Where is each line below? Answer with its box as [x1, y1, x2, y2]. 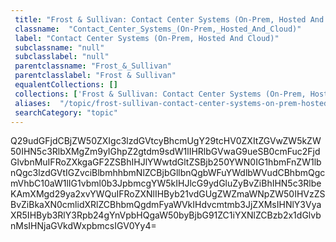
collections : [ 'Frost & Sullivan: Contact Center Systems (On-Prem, [14, 89, 307, 99]
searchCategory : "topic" [14, 107, 118, 118]
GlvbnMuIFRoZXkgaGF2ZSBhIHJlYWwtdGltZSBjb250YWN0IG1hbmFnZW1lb [10, 156, 322, 168]
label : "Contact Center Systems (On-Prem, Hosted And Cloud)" [14, 33, 280, 43]
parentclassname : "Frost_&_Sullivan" [14, 61, 172, 71]
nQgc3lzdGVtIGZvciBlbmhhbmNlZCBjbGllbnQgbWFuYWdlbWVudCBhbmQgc [10, 167, 326, 179]
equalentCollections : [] [14, 80, 118, 90]
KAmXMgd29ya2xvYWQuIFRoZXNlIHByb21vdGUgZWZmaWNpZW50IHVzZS [10, 188, 326, 200]
